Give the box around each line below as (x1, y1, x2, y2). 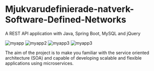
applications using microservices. (5, 60, 74, 66)
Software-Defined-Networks (5, 14, 126, 25)
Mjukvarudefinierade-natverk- (5, 3, 134, 15)
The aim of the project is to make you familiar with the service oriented (5, 50, 150, 56)
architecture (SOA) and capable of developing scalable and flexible (5, 55, 142, 61)
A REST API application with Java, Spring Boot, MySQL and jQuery (5, 30, 141, 36)
